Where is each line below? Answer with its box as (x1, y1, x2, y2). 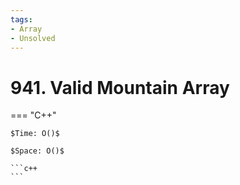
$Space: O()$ (10, 146, 65, 156)
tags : (10, 14, 33, 25)
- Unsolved (10, 33, 56, 43)
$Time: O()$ (10, 129, 60, 139)
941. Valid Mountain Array (10, 76, 230, 99)
